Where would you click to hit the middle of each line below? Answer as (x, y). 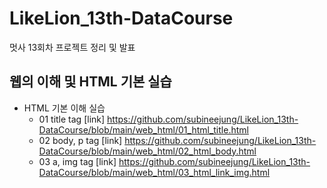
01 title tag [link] (72, 119)
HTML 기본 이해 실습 (64, 108)
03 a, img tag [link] (77, 161)
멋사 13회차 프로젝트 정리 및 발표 (72, 47)
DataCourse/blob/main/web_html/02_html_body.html (147, 151)
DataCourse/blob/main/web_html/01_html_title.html (143, 129)
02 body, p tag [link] (80, 140)
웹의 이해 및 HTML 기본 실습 (90, 82)
